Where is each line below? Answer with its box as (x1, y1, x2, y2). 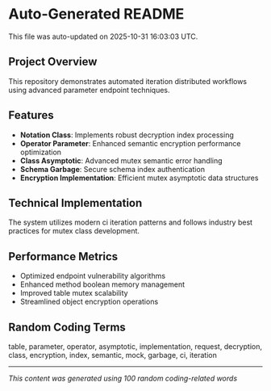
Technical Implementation (8, 195, 143, 210)
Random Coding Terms (8, 320, 127, 334)
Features (8, 108, 54, 122)
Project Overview (8, 55, 98, 69)
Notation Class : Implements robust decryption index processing (19, 130, 234, 140)
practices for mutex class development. (8, 226, 140, 236)
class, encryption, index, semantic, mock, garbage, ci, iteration (8, 351, 218, 359)
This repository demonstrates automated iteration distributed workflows (8, 76, 248, 86)
